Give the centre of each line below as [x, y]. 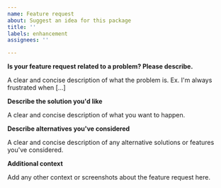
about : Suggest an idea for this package [69, 20]
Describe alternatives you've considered [69, 129]
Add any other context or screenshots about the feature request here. [109, 177]
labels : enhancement [38, 34]
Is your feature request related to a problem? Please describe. [100, 66]
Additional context [35, 164]
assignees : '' [28, 40]
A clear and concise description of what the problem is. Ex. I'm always [110, 80]
